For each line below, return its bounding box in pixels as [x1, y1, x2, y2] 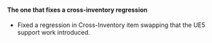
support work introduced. [17, 28, 91, 37]
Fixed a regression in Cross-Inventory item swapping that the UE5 [17, 21, 206, 29]
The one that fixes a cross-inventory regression [7, 6, 148, 14]
